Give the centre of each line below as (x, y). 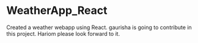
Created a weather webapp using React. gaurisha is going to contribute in (99, 27)
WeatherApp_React (57, 11)
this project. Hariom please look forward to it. (63, 33)
